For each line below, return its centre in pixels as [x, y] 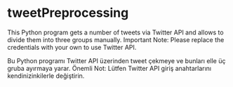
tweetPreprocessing [68, 13]
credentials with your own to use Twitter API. [72, 47]
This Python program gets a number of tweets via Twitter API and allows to [115, 32]
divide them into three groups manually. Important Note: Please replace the [116, 39]
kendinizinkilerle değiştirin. [46, 76]
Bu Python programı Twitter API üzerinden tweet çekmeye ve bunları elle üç [116, 60]
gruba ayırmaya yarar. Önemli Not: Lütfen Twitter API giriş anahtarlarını [109, 68]
